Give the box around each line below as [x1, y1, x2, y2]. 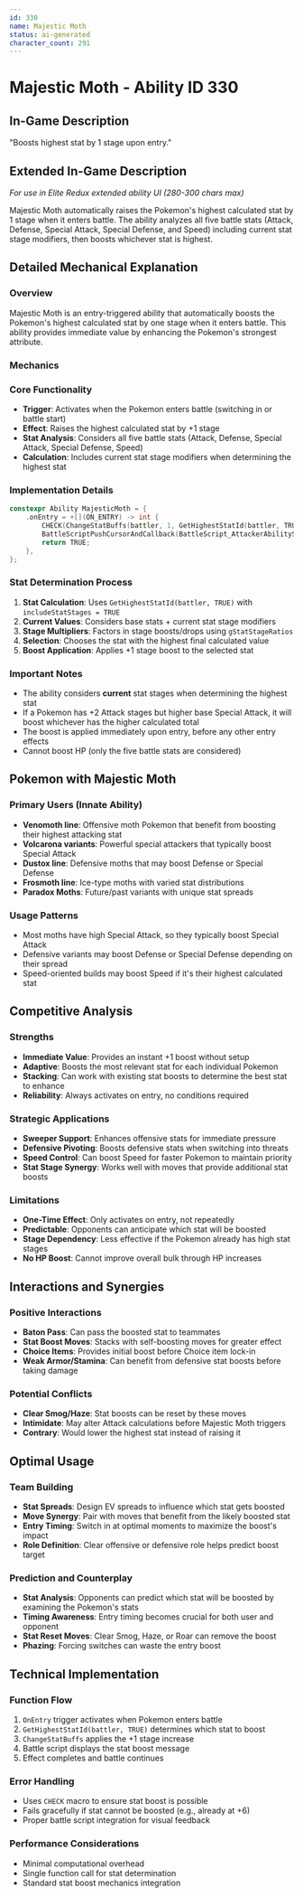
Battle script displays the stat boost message [22, 1742, 190, 1753]
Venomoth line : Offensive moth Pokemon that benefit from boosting [22, 819, 277, 830]
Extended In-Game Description [9, 164, 188, 179]
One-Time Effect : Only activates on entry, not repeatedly [22, 1215, 234, 1226]
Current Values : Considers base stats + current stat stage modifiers [22, 615, 277, 626]
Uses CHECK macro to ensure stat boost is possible [22, 1796, 209, 1807]
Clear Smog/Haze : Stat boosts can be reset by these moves [22, 1408, 246, 1419]
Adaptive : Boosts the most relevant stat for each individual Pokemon [22, 1061, 279, 1072]
